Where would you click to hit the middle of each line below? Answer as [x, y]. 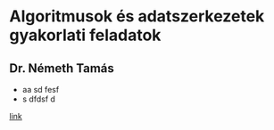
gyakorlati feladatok [85, 35]
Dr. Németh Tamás [62, 68]
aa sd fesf [41, 89]
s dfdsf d [39, 99]
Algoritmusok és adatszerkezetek [137, 16]
